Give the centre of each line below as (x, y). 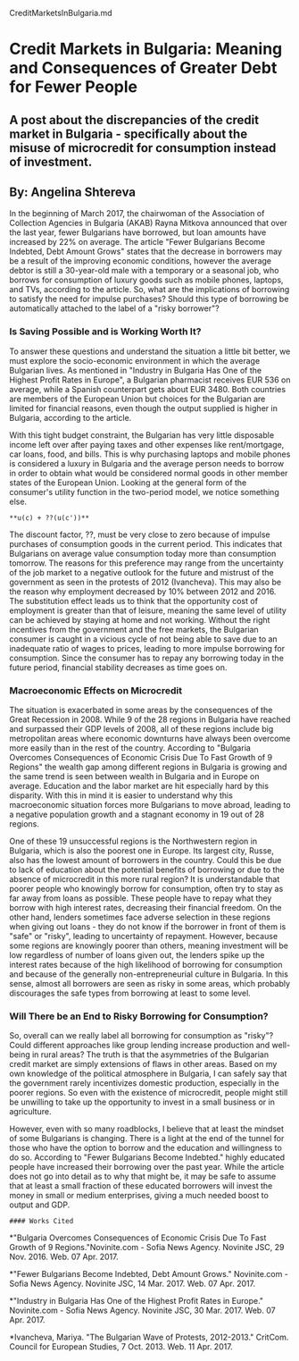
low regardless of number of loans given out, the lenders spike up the (137, 954)
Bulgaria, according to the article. (71, 417)
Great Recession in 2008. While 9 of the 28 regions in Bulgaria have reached (150, 719)
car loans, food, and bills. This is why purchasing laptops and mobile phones (150, 454)
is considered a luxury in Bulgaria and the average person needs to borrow (146, 463)
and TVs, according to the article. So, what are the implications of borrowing (149, 290)
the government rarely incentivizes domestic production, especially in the (144, 1083)
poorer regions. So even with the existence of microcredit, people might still (149, 1093)
